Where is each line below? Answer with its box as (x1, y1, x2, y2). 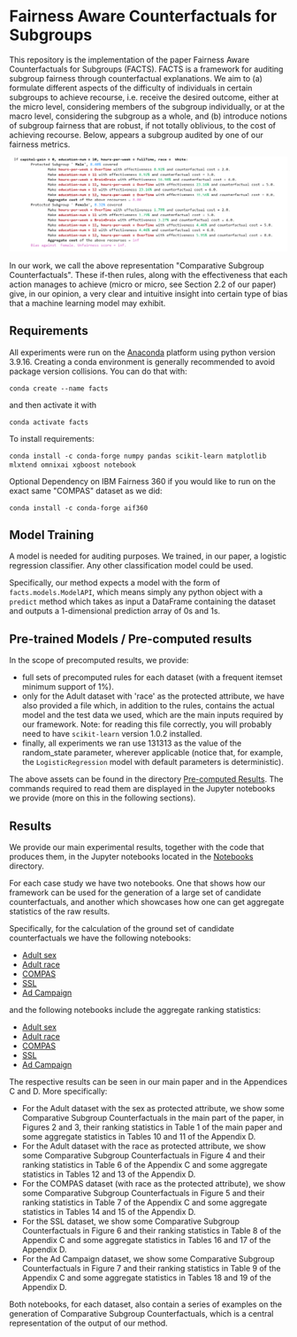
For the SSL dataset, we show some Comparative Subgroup (21, 1216, 240, 1226)
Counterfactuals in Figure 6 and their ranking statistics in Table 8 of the (21, 1225, 281, 1236)
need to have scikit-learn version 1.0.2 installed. (21, 729, 203, 739)
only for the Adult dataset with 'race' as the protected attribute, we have (21, 691, 285, 701)
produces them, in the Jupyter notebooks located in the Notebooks (9, 851, 254, 862)
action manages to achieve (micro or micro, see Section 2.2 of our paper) (9, 279, 277, 290)
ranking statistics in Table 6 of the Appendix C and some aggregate (21, 1159, 268, 1170)
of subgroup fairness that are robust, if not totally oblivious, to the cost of (9, 120, 277, 130)
